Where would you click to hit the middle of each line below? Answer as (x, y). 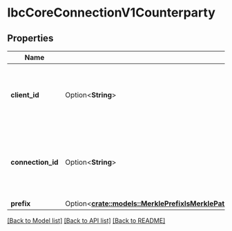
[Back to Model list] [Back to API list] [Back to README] (86, 221)
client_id (25, 95)
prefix (21, 203)
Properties (30, 38)
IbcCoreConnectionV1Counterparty (112, 13)
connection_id (35, 162)
